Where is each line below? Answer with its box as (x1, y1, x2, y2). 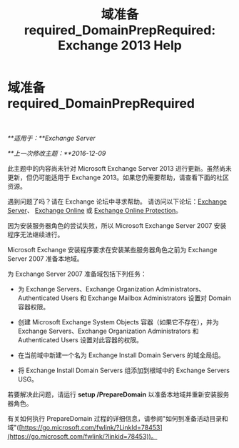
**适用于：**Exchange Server (7, 134, 96, 142)
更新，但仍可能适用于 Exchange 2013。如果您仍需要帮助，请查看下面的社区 (7, 173, 230, 181)
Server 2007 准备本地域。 (7, 254, 83, 263)
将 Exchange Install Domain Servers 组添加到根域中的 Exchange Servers (17, 366, 230, 374)
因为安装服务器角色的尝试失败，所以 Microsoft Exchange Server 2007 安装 (7, 221, 227, 229)
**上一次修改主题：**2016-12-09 (7, 149, 106, 157)
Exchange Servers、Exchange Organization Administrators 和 (17, 327, 199, 335)
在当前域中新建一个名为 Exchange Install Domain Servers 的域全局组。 (17, 351, 225, 359)
